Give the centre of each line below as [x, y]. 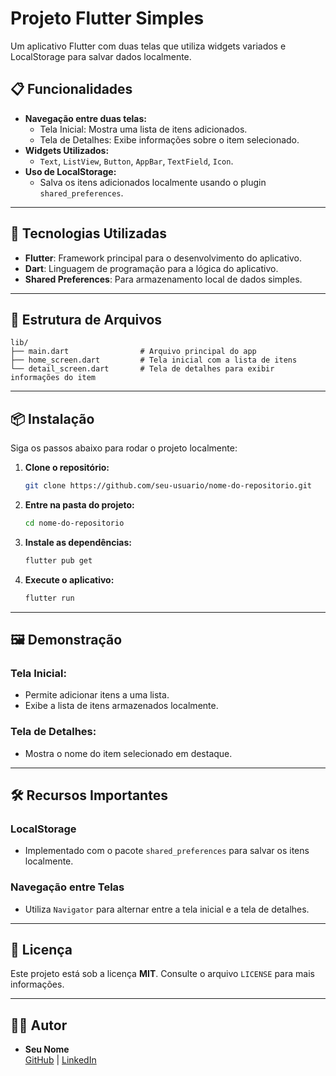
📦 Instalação [52, 418]
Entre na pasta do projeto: [79, 505]
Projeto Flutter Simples [107, 18]
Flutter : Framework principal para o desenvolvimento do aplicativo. [163, 258]
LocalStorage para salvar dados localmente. [101, 56]
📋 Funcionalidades [71, 89]
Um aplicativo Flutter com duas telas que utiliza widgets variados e [148, 46]
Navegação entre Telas [67, 887]
